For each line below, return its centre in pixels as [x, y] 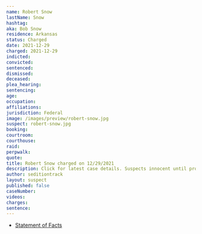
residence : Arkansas [32, 34]
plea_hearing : [24, 85]
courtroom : [20, 135]
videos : [16, 197]
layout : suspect [26, 180]
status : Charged [26, 40]
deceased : [19, 79]
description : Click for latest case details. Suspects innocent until [96, 169]
